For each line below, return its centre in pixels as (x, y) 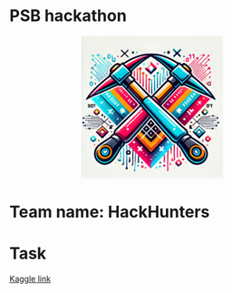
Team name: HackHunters (110, 212)
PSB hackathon (68, 16)
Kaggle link (30, 279)
